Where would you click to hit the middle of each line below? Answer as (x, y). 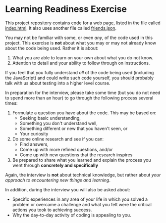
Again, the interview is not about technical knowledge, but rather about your (83, 175)
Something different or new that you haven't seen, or (74, 128)
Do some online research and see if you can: (58, 139)
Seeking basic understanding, (50, 118)
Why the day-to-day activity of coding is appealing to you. (72, 215)
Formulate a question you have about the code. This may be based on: (84, 113)
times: (11, 103)
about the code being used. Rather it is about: (52, 48)
